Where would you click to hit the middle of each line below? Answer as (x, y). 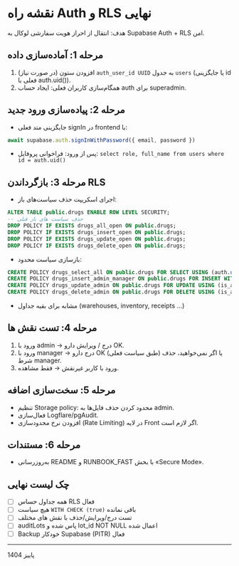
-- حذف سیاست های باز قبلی (45, 219)
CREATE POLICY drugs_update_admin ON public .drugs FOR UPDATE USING (111, 285)
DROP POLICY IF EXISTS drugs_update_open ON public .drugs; (97, 239)
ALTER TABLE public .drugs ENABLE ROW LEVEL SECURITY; (89, 213)
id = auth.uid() (42, 161)
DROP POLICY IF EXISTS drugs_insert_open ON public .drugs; (97, 232)
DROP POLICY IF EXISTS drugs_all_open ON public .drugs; (92, 226)
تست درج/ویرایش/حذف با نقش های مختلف (75, 518)
